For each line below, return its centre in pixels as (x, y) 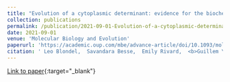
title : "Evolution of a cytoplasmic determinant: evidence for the (105, 13)
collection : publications (44, 20)
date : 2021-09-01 (32, 32)
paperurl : (21, 45)
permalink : (23, 26)
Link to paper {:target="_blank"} (51, 71)
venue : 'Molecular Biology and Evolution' (68, 39)
